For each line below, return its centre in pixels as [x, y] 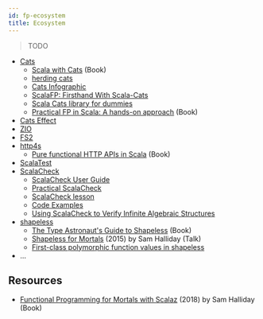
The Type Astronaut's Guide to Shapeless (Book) [112, 230]
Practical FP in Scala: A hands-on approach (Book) [115, 111]
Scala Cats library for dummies [82, 103]
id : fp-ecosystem [37, 16]
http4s [31, 146]
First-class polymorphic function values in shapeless [118, 247]
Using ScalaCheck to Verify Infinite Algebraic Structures [123, 213]
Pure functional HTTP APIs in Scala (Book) [101, 154]
